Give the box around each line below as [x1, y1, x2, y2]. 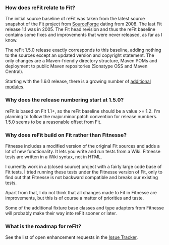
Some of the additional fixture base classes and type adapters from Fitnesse [5, 204, 164, 211]
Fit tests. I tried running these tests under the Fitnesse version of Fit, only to [5, 169, 163, 175]
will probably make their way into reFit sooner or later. [5, 210, 117, 216]
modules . [5, 84, 25, 90]
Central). [5, 68, 24, 75]
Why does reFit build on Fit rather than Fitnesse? [5, 131, 127, 138]
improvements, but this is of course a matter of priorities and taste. [5, 195, 144, 201]
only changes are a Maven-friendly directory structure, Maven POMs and [5, 58, 157, 64]
